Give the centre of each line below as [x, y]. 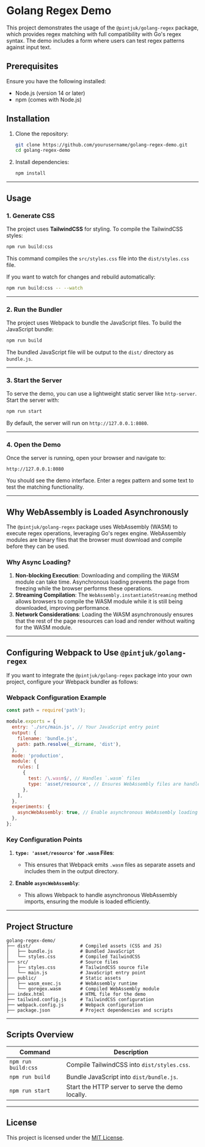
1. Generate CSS [31, 216]
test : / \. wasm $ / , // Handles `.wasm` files [84, 778]
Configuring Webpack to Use [63, 652]
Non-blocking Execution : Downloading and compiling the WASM [97, 576]
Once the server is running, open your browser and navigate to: [86, 458]
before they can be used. [38, 546]
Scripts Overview [40, 1035]
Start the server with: [33, 400]
